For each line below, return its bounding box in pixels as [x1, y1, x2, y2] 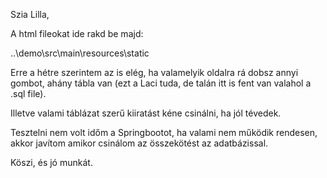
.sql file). [10, 88, 47, 99]
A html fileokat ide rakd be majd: [10, 28, 144, 39]
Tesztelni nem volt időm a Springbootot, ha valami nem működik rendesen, [10, 127, 318, 138]
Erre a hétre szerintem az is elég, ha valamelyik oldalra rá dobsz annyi [10, 67, 299, 78]
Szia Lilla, [10, 9, 50, 20]
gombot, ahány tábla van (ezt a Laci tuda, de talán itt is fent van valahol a [10, 77, 312, 89]
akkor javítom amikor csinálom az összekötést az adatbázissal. [10, 137, 269, 149]
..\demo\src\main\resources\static [10, 47, 150, 59]
